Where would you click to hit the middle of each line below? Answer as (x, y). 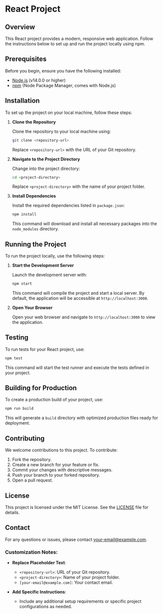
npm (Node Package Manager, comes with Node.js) (64, 85)
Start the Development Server (43, 265)
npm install (24, 214)
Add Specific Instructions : (39, 592)
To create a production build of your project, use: (54, 400)
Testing (17, 338)
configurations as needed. (45, 607)
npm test (14, 358)
